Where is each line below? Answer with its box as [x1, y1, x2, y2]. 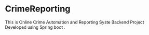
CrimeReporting [5, 3, 71, 14]
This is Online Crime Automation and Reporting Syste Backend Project [5, 19, 145, 25]
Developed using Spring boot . [5, 24, 66, 30]
